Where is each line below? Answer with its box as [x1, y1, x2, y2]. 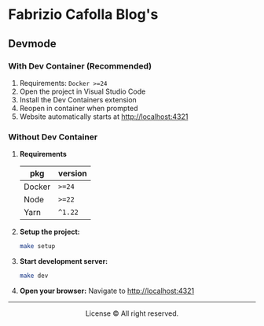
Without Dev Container [8, 132, 98, 143]
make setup [19, 243, 56, 250]
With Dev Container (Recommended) [8, 61, 152, 72]
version [57, 168, 88, 179]
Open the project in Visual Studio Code [19, 87, 146, 96]
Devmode [8, 37, 57, 50]
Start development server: [19, 257, 108, 266]
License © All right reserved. [85, 309, 179, 318]
